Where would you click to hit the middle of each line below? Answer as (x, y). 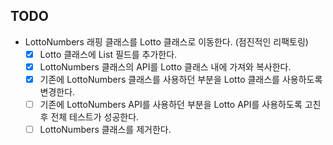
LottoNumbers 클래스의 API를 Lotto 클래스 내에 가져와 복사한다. (165, 66)
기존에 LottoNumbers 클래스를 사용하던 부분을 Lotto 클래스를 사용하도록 (181, 79)
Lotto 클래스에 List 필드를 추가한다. (108, 54)
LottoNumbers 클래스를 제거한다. (105, 130)
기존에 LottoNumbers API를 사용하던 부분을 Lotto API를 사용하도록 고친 (180, 104)
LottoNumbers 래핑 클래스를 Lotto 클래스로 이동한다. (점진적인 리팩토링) (166, 41)
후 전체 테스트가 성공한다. (89, 117)
